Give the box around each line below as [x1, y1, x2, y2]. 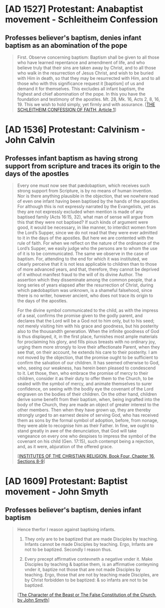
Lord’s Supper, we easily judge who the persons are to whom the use [17, 246, 158, 251]
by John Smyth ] [17, 597, 50, 603]
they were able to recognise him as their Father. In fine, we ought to [17, 423, 154, 429]
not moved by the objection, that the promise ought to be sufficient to [17, 355, 159, 360]
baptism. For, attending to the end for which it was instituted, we [17, 256, 148, 262]
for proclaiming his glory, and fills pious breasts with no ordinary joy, [17, 339, 156, 345]
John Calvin [5, 135, 55, 146]
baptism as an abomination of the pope [5, 41, 128, 50]
